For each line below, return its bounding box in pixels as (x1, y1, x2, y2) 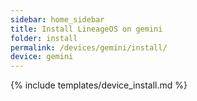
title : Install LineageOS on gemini (10, 24, 163, 34)
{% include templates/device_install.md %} (10, 79, 188, 91)
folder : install (10, 33, 78, 43)
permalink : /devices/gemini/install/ (10, 42, 168, 53)
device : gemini (10, 52, 74, 62)
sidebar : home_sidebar (10, 14, 105, 25)
